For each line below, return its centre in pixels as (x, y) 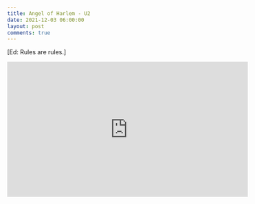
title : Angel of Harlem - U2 (49, 13)
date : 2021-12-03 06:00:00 (46, 20)
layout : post (26, 26)
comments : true (29, 33)
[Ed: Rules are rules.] (37, 52)
